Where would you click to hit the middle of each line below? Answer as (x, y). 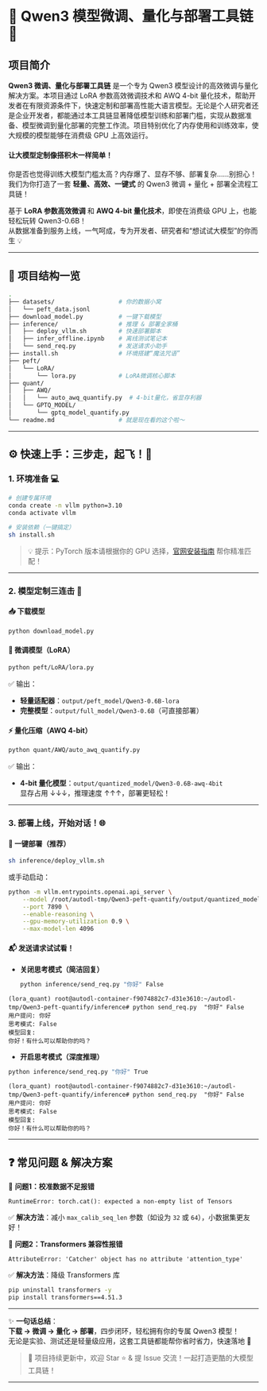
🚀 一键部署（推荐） (39, 843)
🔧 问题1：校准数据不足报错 (52, 1186)
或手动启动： (29, 877)
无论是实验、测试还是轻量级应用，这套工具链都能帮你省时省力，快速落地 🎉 (130, 1341)
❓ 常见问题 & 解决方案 (60, 1162)
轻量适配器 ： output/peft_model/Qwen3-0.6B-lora (100, 700)
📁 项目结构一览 (44, 275)
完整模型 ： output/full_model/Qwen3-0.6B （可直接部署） (112, 710)
